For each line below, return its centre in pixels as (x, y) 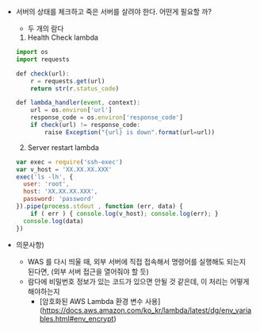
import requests (42, 59)
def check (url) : (42, 74)
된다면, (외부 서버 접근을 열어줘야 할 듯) (88, 271)
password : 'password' (59, 199)
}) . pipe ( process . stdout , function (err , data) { (99, 206)
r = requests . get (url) (68, 81)
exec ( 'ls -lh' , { (44, 177)
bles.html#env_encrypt (76, 318)
